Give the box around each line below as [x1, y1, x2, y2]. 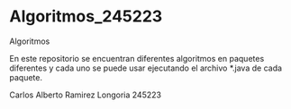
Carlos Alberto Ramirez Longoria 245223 [9, 89, 162, 100]
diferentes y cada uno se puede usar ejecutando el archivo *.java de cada [9, 63, 282, 73]
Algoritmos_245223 [9, 6, 163, 27]
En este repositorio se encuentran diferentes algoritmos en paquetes [9, 53, 265, 63]
